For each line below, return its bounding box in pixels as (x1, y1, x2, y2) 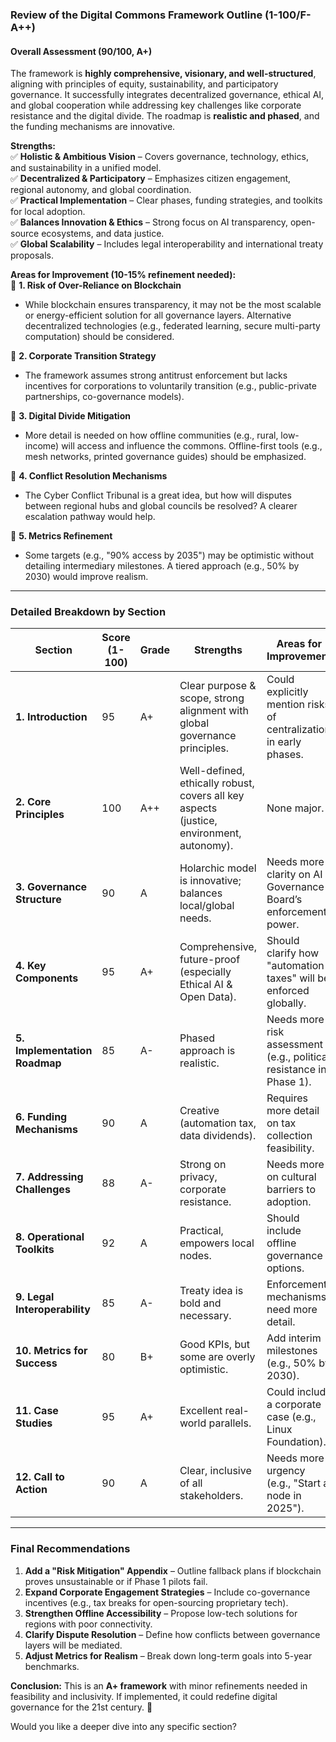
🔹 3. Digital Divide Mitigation (10, 410, 131, 422)
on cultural (266, 1170, 317, 1184)
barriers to (266, 1183, 316, 1197)
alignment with (179, 704, 249, 718)
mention (266, 698, 305, 712)
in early (266, 735, 302, 749)
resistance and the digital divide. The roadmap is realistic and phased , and (10, 110, 320, 122)
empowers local (179, 1236, 255, 1250)
